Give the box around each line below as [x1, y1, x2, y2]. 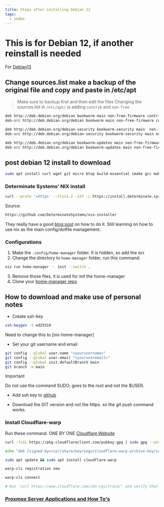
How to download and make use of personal [5, 292, 141, 301]
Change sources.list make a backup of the [5, 78, 136, 86]
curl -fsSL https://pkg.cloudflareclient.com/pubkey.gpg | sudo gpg [5, 439, 147, 445]
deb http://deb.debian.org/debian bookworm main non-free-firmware [5, 114, 145, 119]
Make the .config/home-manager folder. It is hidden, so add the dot [12, 250, 145, 256]
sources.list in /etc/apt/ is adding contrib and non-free [17, 104, 130, 110]
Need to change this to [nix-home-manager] [5, 332, 94, 338]
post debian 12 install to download [5, 158, 111, 167]
